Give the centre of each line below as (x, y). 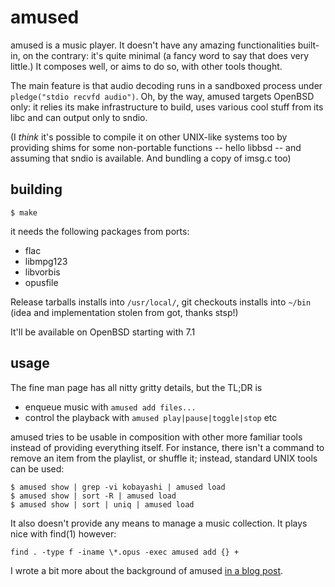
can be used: (37, 468)
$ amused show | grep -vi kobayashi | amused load (118, 487)
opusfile (41, 282)
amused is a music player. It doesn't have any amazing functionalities (153, 45)
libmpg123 (46, 261)
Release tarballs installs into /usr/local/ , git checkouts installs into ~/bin (161, 302)
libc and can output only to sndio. (79, 117)
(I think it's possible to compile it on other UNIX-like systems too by (149, 137)
